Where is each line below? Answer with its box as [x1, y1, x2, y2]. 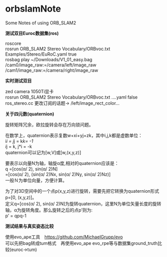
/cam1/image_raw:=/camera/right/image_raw [5, 67, 99, 73]
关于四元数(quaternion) [5, 111, 54, 117]
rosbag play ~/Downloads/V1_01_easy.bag [5, 56, 93, 62]
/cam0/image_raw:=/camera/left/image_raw [5, 62, 97, 68]
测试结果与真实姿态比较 [5, 223, 54, 229]
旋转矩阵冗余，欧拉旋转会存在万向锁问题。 [5, 121, 94, 127]
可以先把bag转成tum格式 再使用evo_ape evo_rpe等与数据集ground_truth [5, 240, 158, 246]
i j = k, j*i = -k [5, 143, 32, 149]
